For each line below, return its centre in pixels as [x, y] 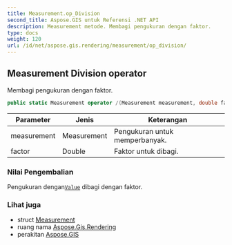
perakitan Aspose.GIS [48, 235]
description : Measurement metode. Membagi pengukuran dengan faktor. [109, 26]
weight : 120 [24, 39]
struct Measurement [46, 220]
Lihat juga [24, 204]
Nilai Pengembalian [40, 172]
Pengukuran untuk [144, 131]
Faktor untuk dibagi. [146, 151]
